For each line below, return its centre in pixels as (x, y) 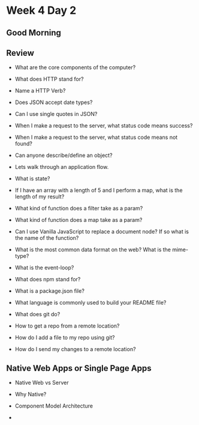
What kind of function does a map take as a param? (79, 220)
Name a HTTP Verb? (40, 91)
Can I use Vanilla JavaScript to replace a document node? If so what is (102, 231)
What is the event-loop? (44, 268)
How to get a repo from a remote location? (67, 326)
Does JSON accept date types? (54, 102)
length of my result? (40, 197)
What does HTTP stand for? (49, 79)
